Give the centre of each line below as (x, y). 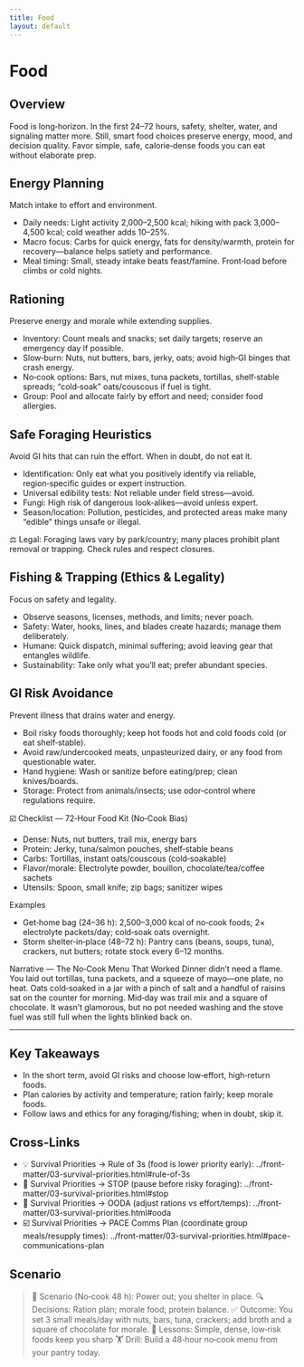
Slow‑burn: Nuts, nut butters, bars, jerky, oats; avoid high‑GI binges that (157, 358)
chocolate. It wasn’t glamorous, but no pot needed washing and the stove (146, 1007)
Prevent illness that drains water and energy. (92, 715)
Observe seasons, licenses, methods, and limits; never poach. (138, 617)
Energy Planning (57, 183)
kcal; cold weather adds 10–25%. (108, 233)
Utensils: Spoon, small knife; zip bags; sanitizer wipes (123, 887)
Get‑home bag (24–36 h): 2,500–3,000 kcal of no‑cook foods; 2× (143, 922)
